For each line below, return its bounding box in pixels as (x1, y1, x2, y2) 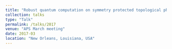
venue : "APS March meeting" (5, 27, 66, 32)
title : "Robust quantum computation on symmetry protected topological (5, 7, 161, 13)
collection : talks (5, 12, 45, 17)
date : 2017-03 (5, 31, 36, 36)
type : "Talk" (5, 17, 33, 22)
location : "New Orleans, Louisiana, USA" (5, 36, 95, 41)
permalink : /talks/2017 (5, 21, 56, 27)
